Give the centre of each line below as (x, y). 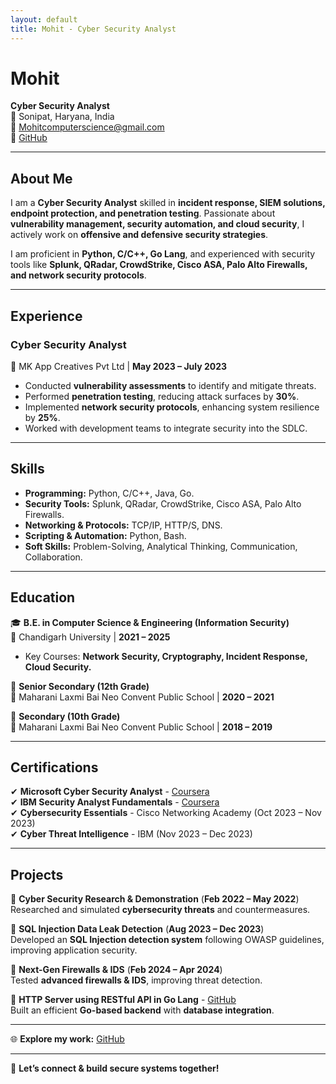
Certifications (54, 767)
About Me (41, 178)
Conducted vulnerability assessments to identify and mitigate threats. (170, 385)
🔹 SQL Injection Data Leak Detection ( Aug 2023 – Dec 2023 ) (137, 929)
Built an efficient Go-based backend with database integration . (142, 1010)
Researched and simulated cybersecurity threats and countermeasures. (160, 910)
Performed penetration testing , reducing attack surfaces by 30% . (162, 396)
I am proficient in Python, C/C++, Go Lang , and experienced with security (163, 254)
